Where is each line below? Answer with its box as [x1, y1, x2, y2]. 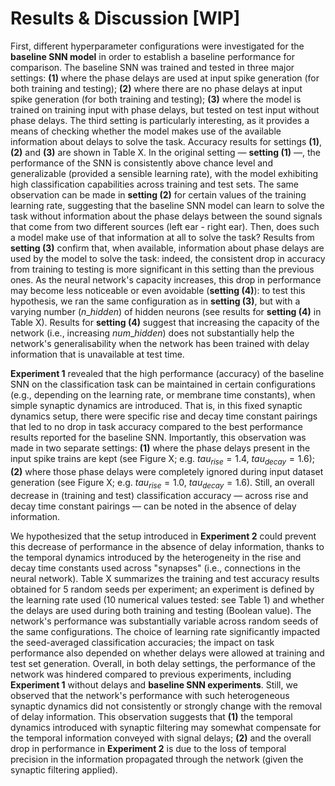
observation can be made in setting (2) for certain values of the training [10, 188, 307, 201]
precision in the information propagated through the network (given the [10, 753, 304, 765]
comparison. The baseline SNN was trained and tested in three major [10, 61, 295, 73]
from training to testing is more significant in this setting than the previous [10, 263, 315, 275]
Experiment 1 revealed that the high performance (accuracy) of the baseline [10, 367, 325, 379]
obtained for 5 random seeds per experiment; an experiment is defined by [10, 583, 315, 595]
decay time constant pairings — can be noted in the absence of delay [10, 500, 297, 512]
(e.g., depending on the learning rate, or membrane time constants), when [10, 388, 316, 401]
